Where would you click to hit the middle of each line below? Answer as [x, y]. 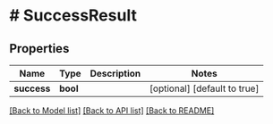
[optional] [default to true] [204, 88]
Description [115, 74]
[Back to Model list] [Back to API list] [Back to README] [112, 111]
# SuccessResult [73, 16]
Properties [39, 49]
